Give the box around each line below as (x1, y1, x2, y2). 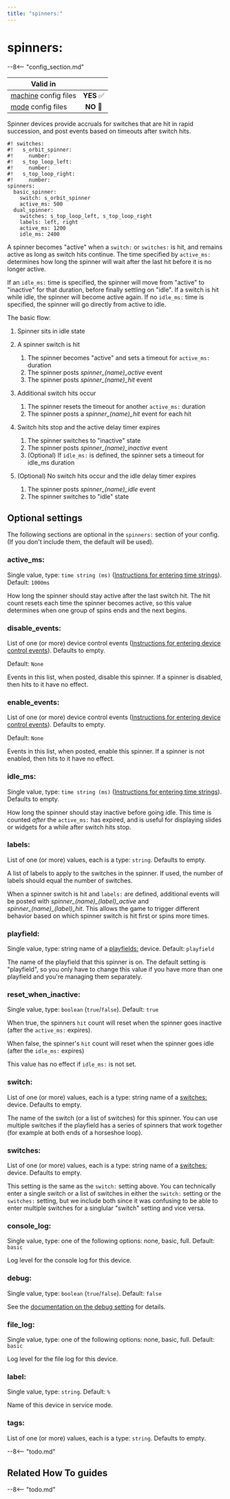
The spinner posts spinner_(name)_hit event (27, 375, 153, 383)
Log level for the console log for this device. (7, 1256, 132, 1265)
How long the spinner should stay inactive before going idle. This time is (7, 808, 212, 816)
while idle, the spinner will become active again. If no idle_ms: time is (7, 292, 205, 301)
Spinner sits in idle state (17, 327, 85, 335)
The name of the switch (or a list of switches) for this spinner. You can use (7, 1114, 218, 1122)
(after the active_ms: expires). (7, 1026, 93, 1034)
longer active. (7, 265, 46, 273)
